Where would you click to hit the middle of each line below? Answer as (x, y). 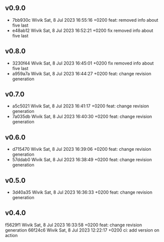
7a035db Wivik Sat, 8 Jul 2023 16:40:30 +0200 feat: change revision (82, 117)
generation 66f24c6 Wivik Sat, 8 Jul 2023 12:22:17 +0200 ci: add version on (82, 230)
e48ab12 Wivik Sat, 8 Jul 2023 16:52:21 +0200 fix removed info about (83, 30)
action (12, 235)
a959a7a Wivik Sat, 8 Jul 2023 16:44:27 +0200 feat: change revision (82, 73)
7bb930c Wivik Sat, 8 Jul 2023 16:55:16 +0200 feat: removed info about (85, 20)
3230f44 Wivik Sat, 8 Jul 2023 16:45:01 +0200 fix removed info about (83, 63)
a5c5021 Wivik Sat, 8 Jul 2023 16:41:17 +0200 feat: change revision (81, 106)
